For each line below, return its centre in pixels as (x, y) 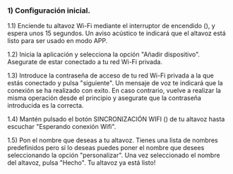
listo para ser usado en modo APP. (58, 41)
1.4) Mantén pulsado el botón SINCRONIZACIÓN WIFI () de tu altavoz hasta (116, 119)
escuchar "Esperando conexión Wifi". (62, 127)
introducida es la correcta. (46, 106)
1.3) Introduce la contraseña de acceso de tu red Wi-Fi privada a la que (110, 75)
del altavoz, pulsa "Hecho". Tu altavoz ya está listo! (82, 163)
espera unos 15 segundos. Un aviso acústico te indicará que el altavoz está (116, 33)
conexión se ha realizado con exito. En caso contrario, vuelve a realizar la (114, 91)
